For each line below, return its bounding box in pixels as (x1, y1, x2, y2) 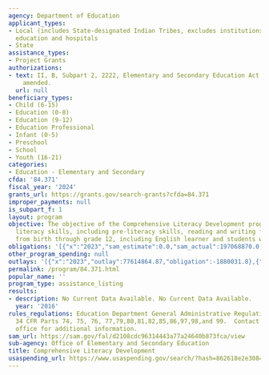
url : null (15, 86, 48, 95)
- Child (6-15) (8, 101, 59, 109)
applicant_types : (8, 19, 66, 27)
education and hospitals (15, 34, 98, 42)
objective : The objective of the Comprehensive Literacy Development (8, 220, 246, 228)
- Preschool (8, 138, 48, 147)
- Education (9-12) (8, 116, 74, 124)
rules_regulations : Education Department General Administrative (8, 309, 231, 317)
